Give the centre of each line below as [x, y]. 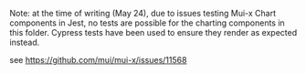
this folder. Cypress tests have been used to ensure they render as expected [153, 32]
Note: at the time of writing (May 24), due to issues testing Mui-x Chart [143, 13]
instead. [25, 42]
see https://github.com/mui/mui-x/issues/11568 [98, 60]
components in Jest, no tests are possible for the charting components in [147, 23]
